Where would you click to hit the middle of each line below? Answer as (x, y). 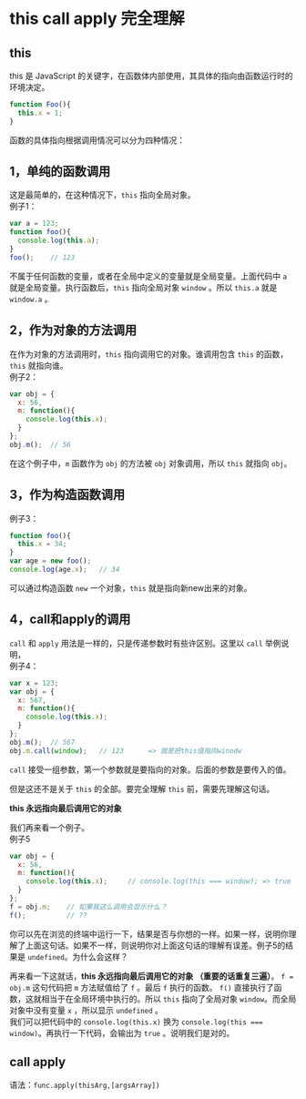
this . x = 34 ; (42, 544)
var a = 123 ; (34, 224)
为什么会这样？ (101, 956)
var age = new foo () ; (51, 561)
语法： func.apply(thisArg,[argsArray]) (85, 1085)
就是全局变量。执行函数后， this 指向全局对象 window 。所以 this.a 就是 (143, 287)
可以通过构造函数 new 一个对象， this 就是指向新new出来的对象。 (131, 587)
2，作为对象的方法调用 (73, 330)
